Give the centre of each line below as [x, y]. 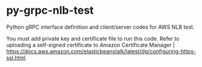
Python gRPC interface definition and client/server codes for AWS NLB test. [100, 27]
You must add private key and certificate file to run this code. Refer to [93, 38]
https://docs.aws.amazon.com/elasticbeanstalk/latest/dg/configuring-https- [101, 51]
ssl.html [16, 57]
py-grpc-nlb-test [50, 10]
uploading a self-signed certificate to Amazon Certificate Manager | [91, 45]
